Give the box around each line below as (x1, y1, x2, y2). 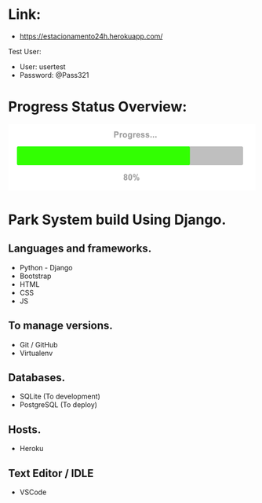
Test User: (8, 46, 42, 56)
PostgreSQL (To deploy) (19, 400, 98, 409)
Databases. (8, 371, 66, 384)
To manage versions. (8, 319, 114, 332)
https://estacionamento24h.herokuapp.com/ (19, 31, 163, 41)
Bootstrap (19, 271, 52, 281)
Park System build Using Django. (8, 211, 227, 229)
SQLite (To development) (19, 391, 100, 402)
